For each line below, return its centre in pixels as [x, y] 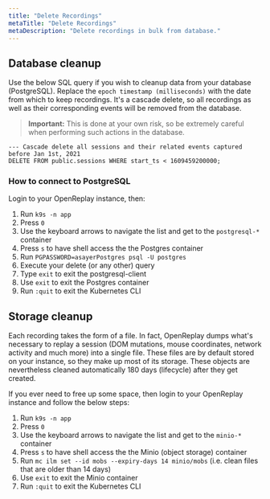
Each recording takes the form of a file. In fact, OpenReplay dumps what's [131, 336]
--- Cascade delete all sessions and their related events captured [125, 147]
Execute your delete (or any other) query [87, 265]
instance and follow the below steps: [69, 403]
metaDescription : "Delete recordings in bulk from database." [115, 31]
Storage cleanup [51, 316]
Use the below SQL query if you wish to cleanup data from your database [130, 83]
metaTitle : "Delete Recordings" [62, 23]
